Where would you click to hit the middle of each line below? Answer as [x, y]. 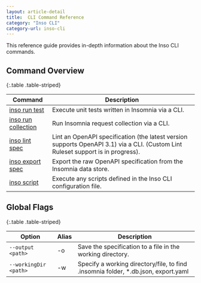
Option [31, 236]
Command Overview [45, 70]
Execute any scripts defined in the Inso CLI [112, 179]
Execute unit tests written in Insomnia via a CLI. [118, 110]
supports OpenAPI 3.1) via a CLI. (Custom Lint [117, 144]
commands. [21, 52]
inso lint [20, 141]
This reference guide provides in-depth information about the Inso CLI [93, 45]
